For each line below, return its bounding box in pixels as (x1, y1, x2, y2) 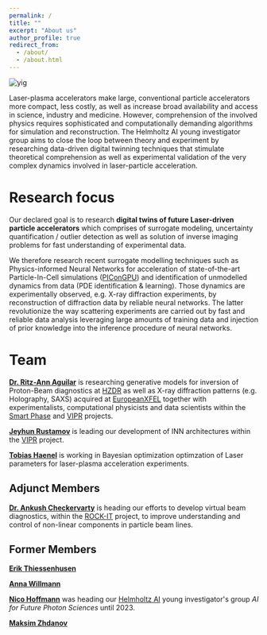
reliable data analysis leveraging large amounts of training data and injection (9, 315, 259, 324)
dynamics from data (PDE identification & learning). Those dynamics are (9, 281, 246, 290)
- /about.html (16, 56, 63, 64)
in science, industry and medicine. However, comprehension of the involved (9, 110, 257, 119)
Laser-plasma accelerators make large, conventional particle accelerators (9, 93, 250, 103)
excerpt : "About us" (9, 26, 78, 34)
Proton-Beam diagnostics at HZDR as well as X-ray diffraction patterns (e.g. (9, 385, 257, 395)
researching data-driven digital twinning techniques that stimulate (9, 144, 225, 153)
